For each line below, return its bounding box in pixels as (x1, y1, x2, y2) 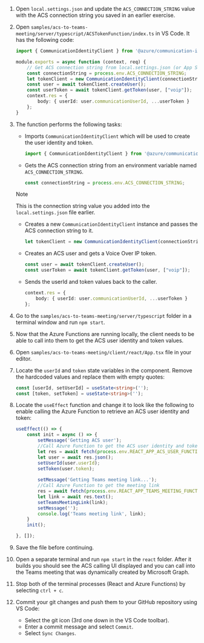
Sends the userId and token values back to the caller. (24, 278, 157, 285)
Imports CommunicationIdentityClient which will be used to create (24, 132, 190, 140)
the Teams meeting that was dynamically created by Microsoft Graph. (15, 568, 189, 576)
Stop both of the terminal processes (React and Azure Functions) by (15, 581, 186, 587)
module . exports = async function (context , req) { (15, 59, 146, 65)
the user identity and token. (24, 139, 93, 146)
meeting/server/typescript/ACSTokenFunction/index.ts (15, 31, 154, 37)
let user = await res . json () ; (38, 454, 114, 460)
